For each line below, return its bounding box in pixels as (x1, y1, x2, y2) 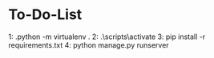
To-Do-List (8, 6, 83, 24)
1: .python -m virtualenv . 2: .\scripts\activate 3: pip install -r (8, 32, 206, 41)
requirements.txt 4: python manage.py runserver (8, 40, 170, 49)
